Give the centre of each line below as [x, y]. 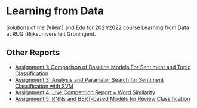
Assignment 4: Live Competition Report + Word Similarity [85, 92]
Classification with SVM [44, 86]
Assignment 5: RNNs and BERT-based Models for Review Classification [102, 98]
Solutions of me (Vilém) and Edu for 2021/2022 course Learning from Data [98, 27]
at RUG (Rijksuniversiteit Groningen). [51, 33]
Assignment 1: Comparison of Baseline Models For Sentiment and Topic [103, 67]
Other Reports [33, 53]
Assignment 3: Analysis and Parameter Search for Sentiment [89, 79]
